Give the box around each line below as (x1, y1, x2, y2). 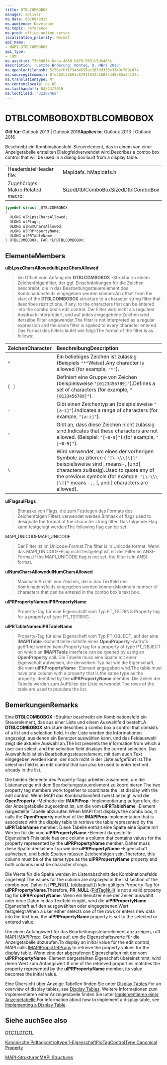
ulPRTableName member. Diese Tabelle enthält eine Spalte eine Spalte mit (5, 824, 158, 830)
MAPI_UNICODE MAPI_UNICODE (5, 534, 71, 540)
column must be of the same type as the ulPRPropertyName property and (5, 856, 158, 862)
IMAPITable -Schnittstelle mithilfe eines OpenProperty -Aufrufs (17, 639, 148, 645)
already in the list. (5, 767, 42, 773)
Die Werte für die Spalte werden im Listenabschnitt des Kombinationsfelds (5, 871, 158, 877)
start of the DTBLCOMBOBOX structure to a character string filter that (17, 296, 161, 302)
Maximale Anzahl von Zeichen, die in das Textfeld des (17, 579, 128, 585)
